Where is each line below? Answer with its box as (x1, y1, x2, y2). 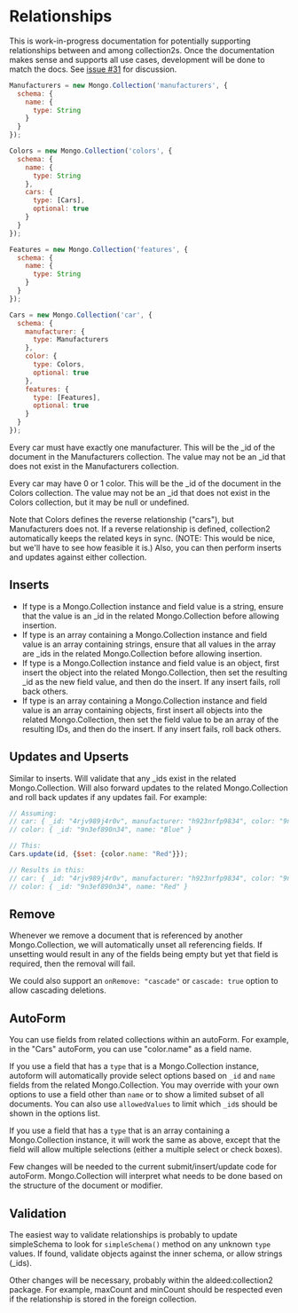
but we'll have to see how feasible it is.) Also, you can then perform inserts (9, 542, 282, 553)
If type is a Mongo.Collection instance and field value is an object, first (21, 657, 279, 668)
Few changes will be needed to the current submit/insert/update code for (9, 1161, 278, 1172)
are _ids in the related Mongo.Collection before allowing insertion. (21, 648, 263, 658)
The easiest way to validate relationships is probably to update (9, 1230, 238, 1239)
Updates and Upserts (9, 750, 129, 765)
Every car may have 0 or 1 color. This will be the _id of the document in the (9, 477, 282, 489)
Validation (9, 1206, 67, 1221)
